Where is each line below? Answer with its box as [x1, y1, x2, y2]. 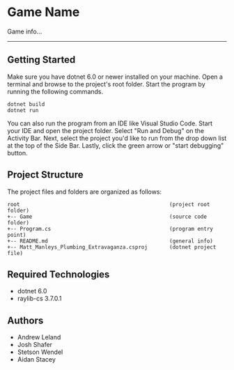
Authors [7, 314, 44, 326]
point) [7, 231, 26, 238]
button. [7, 148, 28, 157]
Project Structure [7, 169, 84, 181]
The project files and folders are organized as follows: [7, 187, 162, 196]
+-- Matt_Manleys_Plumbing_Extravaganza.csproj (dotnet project [7, 243, 217, 251]
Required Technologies [7, 268, 110, 280]
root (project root [7, 201, 210, 208]
